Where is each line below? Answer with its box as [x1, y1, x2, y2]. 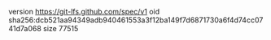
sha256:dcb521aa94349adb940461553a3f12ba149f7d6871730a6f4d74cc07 [8, 15, 264, 25]
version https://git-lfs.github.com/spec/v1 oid [8, 7, 160, 16]
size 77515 [43, 24, 79, 33]
